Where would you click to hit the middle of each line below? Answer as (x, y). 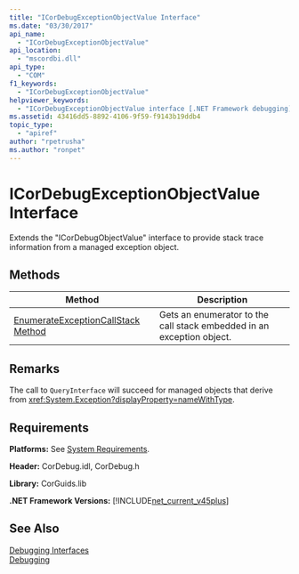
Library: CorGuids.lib (48, 483)
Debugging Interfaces (49, 550)
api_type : (28, 68)
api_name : (28, 34)
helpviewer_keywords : (49, 100)
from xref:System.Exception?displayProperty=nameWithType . (122, 400)
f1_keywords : (33, 84)
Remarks (35, 369)
